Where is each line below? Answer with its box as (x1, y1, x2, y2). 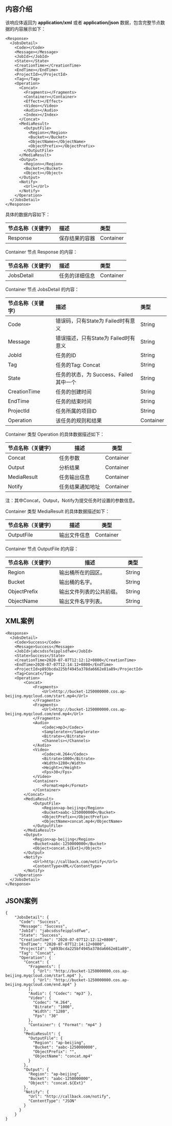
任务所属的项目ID (55, 407, 97, 415)
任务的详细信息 (59, 272, 96, 279)
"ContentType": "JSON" (28, 1098, 77, 1104)
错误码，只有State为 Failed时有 (55, 317, 131, 324)
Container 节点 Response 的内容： (5, 249, 78, 255)
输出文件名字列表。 (59, 598, 106, 605)
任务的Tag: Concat (55, 361, 100, 369)
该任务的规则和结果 (55, 417, 102, 424)
